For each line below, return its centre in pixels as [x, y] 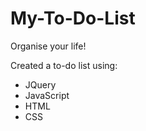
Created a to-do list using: [64, 65]
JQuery [40, 84]
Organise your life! [48, 46]
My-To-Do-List [73, 18]
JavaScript [47, 95]
